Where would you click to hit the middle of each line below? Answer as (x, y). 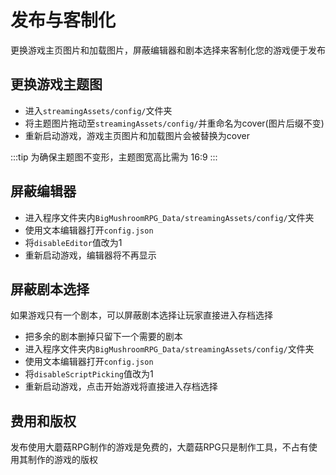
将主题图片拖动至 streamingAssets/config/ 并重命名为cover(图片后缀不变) (174, 123)
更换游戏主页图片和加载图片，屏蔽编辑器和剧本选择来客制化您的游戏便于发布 (168, 50)
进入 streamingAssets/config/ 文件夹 (98, 110)
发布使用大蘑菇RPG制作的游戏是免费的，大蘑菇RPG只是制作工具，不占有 (159, 447)
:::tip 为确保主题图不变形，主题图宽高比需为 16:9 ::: (114, 157)
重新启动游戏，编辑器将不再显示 (90, 255)
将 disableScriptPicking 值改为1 (89, 374)
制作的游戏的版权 (62, 460)
